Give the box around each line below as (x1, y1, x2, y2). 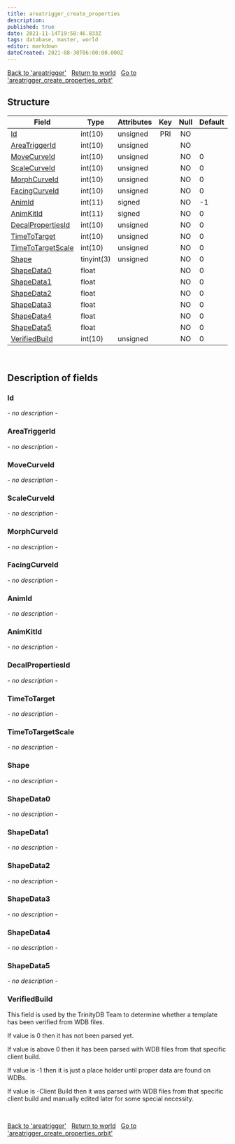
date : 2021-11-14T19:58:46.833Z (7, 29, 101, 37)
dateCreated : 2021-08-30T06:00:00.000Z (7, 50, 124, 57)
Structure (7, 96, 50, 109)
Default (199, 117, 225, 127)
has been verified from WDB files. (7, 1017, 105, 1026)
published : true (7, 23, 55, 30)
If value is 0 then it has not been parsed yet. (7, 1031, 134, 1040)
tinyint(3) (80, 254, 111, 263)
